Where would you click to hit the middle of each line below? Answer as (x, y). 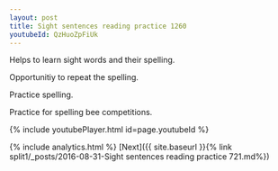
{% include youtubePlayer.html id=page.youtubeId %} (109, 130)
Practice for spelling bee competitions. (81, 112)
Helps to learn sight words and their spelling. (92, 60)
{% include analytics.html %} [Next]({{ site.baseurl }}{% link (121, 147)
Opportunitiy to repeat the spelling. (74, 77)
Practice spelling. (41, 94)
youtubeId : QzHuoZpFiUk (54, 34)
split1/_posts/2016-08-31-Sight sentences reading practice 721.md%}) (139, 157)
